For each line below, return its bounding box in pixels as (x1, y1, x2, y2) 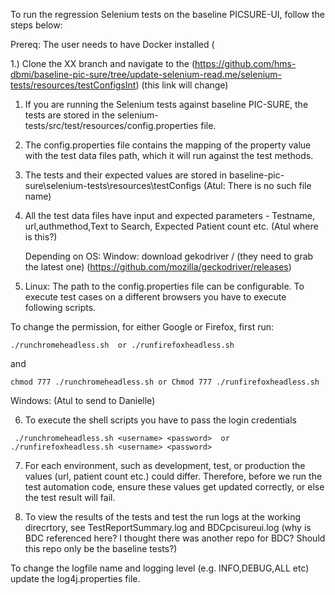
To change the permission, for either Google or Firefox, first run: (10, 321, 275, 333)
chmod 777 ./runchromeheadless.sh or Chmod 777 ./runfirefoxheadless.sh (10, 377, 320, 387)
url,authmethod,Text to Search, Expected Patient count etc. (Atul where (24, 220, 319, 232)
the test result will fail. (24, 492, 116, 503)
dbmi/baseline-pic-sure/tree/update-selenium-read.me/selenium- (10, 69, 283, 80)
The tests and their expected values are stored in (24, 169, 227, 181)
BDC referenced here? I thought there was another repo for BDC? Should (24, 532, 326, 544)
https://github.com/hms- (194, 58, 297, 69)
